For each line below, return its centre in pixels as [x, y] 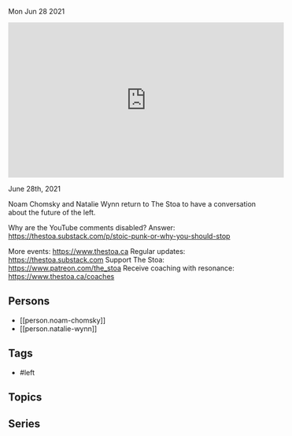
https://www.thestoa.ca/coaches [61, 276]
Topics [25, 397]
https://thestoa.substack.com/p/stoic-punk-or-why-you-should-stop [119, 236]
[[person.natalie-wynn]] [58, 328]
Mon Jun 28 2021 [37, 11]
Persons [29, 302]
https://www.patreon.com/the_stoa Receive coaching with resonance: [121, 268]
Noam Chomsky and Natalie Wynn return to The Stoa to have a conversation [132, 204]
